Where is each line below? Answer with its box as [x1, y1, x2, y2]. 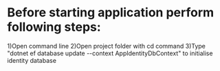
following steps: [7, 19, 101, 35]
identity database [7, 56, 57, 64]
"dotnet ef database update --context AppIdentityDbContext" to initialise [7, 49, 213, 57]
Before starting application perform [7, 5, 214, 20]
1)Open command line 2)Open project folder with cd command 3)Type [7, 42, 206, 50]
